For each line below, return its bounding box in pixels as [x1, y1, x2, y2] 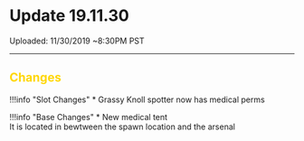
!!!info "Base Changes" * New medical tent [9, 111, 168, 122]
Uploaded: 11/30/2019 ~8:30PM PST [9, 35, 145, 46]
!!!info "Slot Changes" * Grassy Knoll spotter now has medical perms [9, 94, 265, 105]
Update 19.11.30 [9, 5, 129, 26]
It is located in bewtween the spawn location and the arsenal [9, 121, 235, 132]
